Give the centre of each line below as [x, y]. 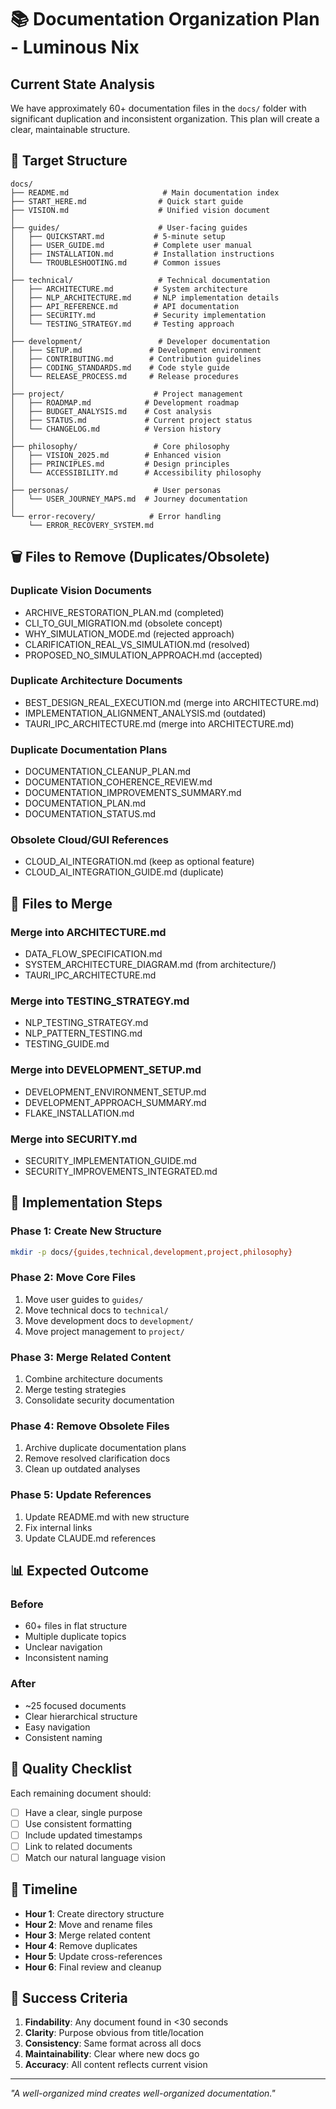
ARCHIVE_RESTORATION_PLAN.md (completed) [124, 612]
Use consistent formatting [78, 1823]
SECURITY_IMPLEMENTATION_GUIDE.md [110, 1160]
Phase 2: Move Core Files [73, 1278]
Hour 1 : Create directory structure [94, 1913]
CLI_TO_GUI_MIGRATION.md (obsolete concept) [123, 623]
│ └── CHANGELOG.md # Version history [116, 429]
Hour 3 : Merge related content [87, 1935]
